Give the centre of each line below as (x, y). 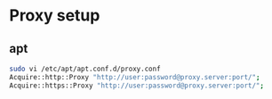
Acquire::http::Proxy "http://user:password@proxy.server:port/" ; (135, 77)
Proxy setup (55, 16)
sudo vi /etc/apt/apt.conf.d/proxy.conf (85, 69)
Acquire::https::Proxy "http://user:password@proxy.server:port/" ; (137, 86)
